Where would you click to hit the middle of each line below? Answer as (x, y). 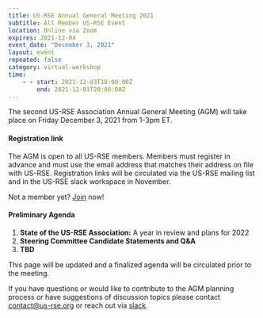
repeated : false (35, 60)
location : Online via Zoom (53, 30)
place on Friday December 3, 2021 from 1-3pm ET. (90, 121)
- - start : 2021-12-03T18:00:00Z (78, 82)
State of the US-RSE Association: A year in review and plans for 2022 (134, 232)
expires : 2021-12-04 (42, 38)
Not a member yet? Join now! (56, 197)
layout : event (32, 52)
